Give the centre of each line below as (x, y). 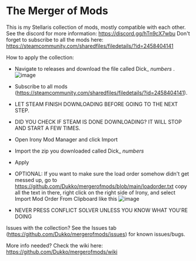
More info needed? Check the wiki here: (54, 245)
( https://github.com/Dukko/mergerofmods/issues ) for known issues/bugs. (96, 234)
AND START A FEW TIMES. (47, 128)
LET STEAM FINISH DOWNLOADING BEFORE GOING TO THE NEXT (96, 104)
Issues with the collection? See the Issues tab (61, 227)
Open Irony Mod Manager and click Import (66, 139)
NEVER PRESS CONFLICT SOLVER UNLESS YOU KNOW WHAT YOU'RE (101, 210)
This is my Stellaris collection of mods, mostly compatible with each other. (96, 27)
